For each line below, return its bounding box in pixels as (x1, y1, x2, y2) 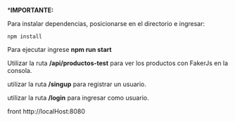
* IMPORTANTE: (7, 6, 54, 14)
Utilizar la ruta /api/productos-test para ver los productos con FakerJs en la (7, 59, 229, 67)
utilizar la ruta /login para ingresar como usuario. (7, 94, 149, 102)
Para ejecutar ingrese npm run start (7, 46, 112, 53)
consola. (7, 67, 32, 74)
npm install (7, 33, 42, 40)
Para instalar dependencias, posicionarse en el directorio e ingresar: (7, 20, 205, 27)
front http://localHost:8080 (7, 107, 86, 115)
